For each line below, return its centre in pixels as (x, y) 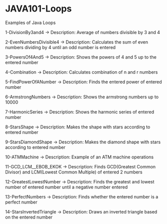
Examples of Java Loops (30, 23)
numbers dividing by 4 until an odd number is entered (60, 47)
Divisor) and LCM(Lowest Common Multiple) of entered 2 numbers (74, 172)
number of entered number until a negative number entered (66, 187)
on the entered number (29, 217)
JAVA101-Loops (38, 9)
